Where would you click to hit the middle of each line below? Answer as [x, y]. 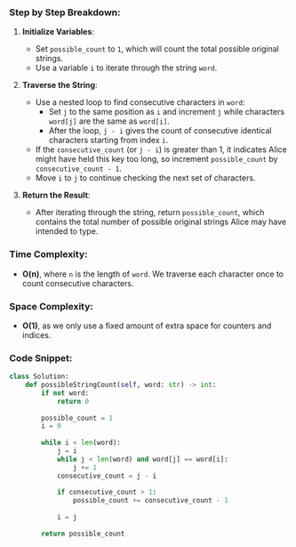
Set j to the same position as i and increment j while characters [167, 112]
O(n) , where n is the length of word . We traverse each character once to [153, 274]
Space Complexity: [51, 306]
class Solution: [39, 377]
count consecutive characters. [78, 283]
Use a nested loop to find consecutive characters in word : [140, 102]
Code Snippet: [41, 358]
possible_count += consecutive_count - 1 [150, 501]
